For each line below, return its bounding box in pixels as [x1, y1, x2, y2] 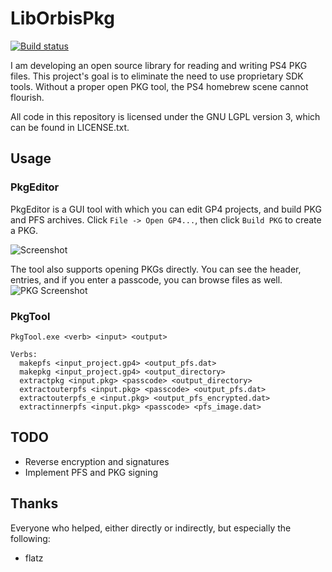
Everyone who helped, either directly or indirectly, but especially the [10, 522, 292, 534]
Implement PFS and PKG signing [24, 466, 159, 478]
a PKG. [10, 224, 39, 236]
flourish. [10, 91, 45, 103]
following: [10, 532, 51, 544]
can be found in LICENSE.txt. [10, 121, 130, 133]
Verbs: [10, 349, 38, 359]
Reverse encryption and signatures [24, 455, 170, 467]
